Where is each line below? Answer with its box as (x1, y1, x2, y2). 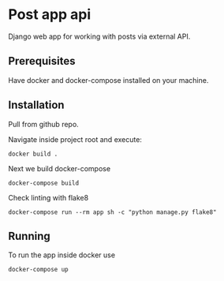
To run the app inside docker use (8, 250, 116, 260)
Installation (8, 99, 65, 112)
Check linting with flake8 (8, 193, 89, 202)
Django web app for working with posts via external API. (8, 32, 191, 41)
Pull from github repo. (8, 119, 79, 129)
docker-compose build (8, 179, 80, 187)
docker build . (8, 150, 58, 158)
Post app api (8, 6, 91, 24)
